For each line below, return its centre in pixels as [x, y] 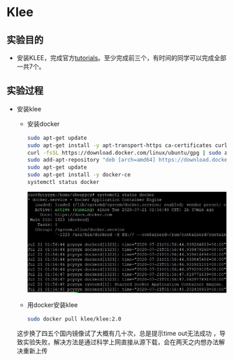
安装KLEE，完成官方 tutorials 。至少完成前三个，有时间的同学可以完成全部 [122, 58]
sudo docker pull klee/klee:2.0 [74, 319]
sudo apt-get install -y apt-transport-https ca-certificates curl [127, 145]
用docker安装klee [52, 304]
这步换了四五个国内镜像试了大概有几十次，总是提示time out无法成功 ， [118, 333]
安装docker [43, 124]
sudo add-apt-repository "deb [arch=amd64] [92, 160]
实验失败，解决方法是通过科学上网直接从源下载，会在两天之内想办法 [121, 342]
